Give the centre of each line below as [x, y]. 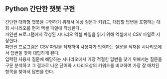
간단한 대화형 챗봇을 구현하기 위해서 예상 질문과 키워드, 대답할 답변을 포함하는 [80, 22]
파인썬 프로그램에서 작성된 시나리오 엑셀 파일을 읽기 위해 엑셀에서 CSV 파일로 [80, 34]
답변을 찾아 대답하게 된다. [35, 53]
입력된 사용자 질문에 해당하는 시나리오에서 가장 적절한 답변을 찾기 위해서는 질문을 [84, 59]
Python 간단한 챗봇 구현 [40, 9]
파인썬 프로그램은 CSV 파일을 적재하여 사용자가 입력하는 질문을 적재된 [73, 47]
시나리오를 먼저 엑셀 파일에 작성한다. [46, 28]
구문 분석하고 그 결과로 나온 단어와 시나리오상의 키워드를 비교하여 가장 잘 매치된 [82, 65]
